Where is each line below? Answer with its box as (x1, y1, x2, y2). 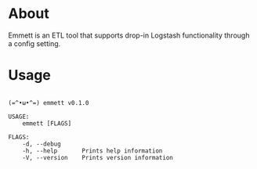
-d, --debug (22, 140, 61, 148)
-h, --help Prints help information (22, 146, 163, 155)
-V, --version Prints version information (22, 153, 174, 161)
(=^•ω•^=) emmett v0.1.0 (8, 99, 89, 106)
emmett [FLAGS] (22, 119, 72, 128)
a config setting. (8, 38, 61, 48)
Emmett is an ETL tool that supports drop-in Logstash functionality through (8, 31, 250, 40)
